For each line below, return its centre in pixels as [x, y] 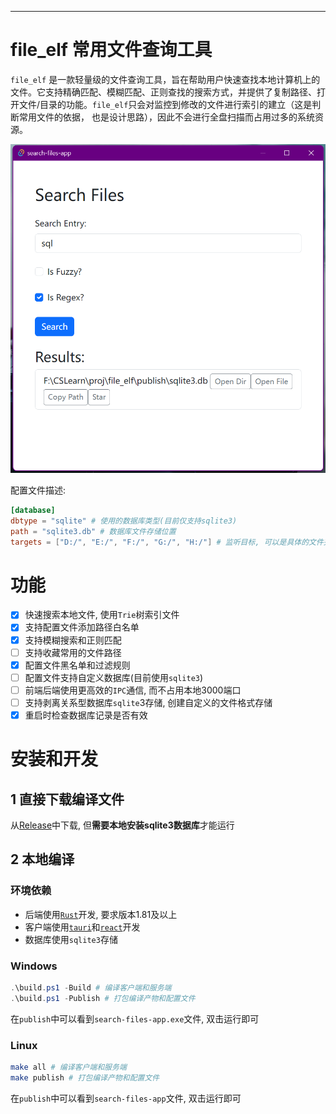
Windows [34, 966]
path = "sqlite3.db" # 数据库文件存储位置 [93, 531]
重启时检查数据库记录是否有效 [86, 715]
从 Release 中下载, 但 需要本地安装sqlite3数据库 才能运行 [122, 825]
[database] [33, 510]
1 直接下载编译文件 [67, 799]
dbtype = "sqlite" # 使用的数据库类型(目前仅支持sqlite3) [124, 521]
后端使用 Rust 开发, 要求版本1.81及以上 [101, 914]
